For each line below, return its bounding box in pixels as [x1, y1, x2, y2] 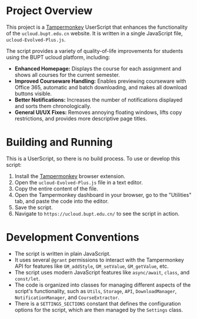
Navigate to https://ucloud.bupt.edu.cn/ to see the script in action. [14, 210, 180, 217]
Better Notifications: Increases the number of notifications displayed [14, 96, 183, 103]
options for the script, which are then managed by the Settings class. [14, 306, 183, 313]
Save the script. [14, 204, 53, 211]
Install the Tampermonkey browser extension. [14, 172, 125, 180]
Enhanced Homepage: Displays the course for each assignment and [14, 65, 181, 72]
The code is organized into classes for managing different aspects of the [14, 281, 191, 288]
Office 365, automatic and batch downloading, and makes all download [14, 83, 187, 90]
